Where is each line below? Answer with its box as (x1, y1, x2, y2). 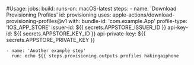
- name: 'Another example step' (6, 48, 86, 54)
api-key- (167, 24, 189, 31)
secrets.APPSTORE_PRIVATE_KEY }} (6, 37, 96, 43)
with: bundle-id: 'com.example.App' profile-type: (68, 18, 188, 24)
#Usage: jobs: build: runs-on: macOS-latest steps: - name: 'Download (6, 5, 177, 12)
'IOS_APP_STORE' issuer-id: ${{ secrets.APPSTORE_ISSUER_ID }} (6, 24, 167, 31)
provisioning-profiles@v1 (6, 18, 67, 24)
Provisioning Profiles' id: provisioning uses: (6, 11, 112, 18)
